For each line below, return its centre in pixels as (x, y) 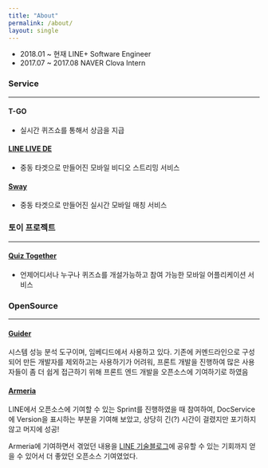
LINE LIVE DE (30, 149)
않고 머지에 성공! (34, 429)
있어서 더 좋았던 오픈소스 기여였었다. (81, 456)
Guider (20, 333)
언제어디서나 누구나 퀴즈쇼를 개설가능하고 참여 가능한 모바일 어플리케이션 (133, 274)
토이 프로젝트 (32, 228)
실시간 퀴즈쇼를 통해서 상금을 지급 (72, 130)
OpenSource (33, 305)
